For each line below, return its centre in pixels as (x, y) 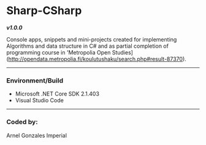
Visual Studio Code (40, 100)
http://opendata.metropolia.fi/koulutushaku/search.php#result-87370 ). (97, 59)
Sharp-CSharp (44, 11)
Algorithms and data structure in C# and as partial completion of (87, 46)
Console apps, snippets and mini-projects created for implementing (92, 39)
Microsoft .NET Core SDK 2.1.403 (57, 94)
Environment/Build (35, 80)
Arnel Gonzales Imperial (37, 135)
